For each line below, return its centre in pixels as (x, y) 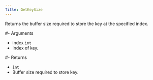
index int (22, 43)
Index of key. (25, 48)
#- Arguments (19, 33)
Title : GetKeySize (24, 10)
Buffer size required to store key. (45, 72)
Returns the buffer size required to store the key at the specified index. (77, 24)
